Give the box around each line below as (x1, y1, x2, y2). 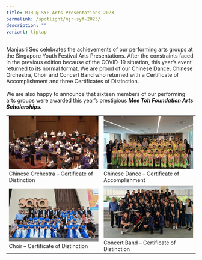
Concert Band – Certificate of (103, 239, 176, 246)
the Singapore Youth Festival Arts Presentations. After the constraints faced (6, 52, 194, 59)
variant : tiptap (6, 29, 47, 35)
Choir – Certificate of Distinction (8, 242, 88, 249)
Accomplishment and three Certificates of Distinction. (6, 78, 139, 85)
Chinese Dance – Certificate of (103, 170, 179, 177)
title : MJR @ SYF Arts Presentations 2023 (6, 10, 114, 16)
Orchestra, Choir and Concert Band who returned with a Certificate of (6, 71, 179, 79)
